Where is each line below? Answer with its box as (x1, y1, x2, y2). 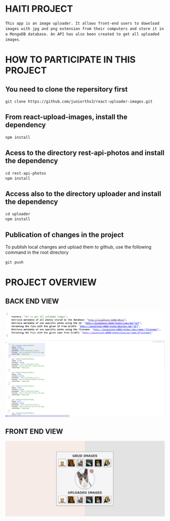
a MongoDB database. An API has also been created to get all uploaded (5, 32, 159, 37)
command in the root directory (5, 250, 69, 256)
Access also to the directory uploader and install (5, 189, 161, 198)
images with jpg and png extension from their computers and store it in (5, 26, 164, 31)
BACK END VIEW (5, 297, 59, 305)
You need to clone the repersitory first (5, 85, 128, 94)
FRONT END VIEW (5, 427, 63, 436)
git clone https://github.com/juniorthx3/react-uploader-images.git (5, 99, 153, 104)
